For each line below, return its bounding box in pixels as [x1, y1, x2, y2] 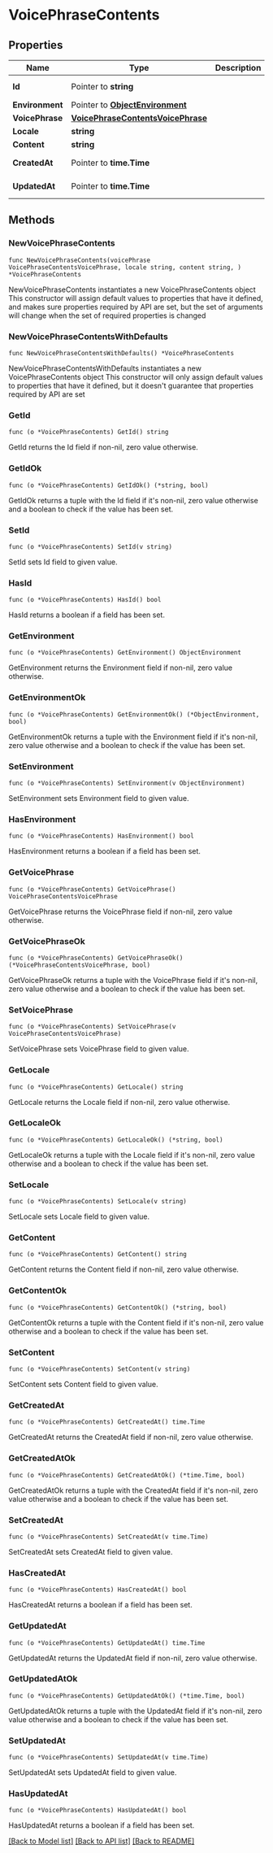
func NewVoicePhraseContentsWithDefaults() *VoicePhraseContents [8, 349, 234, 357]
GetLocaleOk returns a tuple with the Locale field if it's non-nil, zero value [8, 1150, 256, 1159]
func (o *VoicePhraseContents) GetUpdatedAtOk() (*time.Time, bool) [8, 1691, 245, 1700]
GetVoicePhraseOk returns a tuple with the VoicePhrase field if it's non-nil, [8, 975, 258, 985]
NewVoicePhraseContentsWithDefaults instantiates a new [8, 363, 201, 373]
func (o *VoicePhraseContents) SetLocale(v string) [8, 1198, 187, 1206]
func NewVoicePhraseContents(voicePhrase [8, 256, 151, 264]
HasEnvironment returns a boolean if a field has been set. [8, 846, 201, 856]
